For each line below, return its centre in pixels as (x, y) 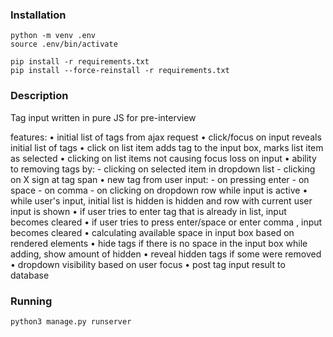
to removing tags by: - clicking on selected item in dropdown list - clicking (163, 169)
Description (39, 96)
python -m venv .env (53, 36)
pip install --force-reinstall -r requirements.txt (120, 71)
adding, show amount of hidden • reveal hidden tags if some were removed (166, 254)
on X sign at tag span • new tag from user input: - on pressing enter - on (160, 179)
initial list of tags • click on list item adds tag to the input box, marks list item (167, 147)
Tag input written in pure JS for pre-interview (103, 117)
